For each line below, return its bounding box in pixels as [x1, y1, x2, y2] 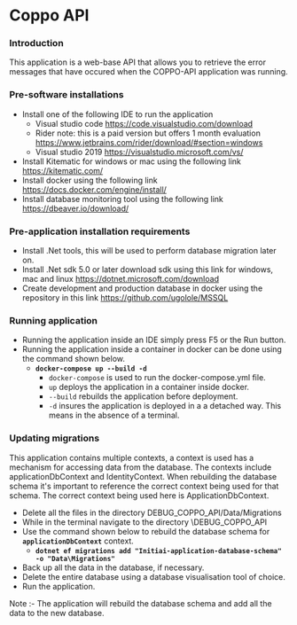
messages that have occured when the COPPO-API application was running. [9, 66, 288, 77]
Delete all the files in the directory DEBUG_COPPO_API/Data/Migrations [21, 507, 282, 518]
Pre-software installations [9, 89, 124, 101]
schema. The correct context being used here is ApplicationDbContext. [9, 489, 270, 501]
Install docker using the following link [21, 175, 158, 185]
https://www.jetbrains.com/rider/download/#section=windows [35, 137, 263, 147]
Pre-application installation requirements [9, 225, 191, 238]
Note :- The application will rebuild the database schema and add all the [9, 598, 272, 608]
